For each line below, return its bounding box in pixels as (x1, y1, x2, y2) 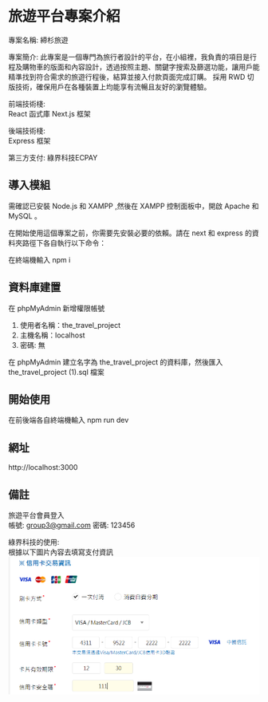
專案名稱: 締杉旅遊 (8, 35, 69, 45)
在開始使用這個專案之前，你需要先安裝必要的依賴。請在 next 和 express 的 (8, 228, 253, 238)
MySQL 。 (8, 211, 42, 220)
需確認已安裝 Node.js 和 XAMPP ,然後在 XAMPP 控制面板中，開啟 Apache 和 (8, 201, 259, 211)
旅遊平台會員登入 (8, 511, 65, 519)
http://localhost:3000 (8, 463, 78, 472)
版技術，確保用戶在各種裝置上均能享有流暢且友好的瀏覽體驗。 (8, 81, 211, 92)
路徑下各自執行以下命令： (22, 238, 106, 247)
